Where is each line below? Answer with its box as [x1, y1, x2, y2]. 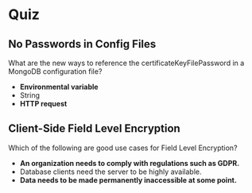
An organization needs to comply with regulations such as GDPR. [19, 158, 240, 168]
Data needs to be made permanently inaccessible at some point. [19, 175, 237, 184]
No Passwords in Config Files [8, 37, 157, 51]
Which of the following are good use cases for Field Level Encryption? [8, 143, 238, 152]
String [19, 91, 41, 100]
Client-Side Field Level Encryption [8, 122, 180, 136]
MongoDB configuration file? [8, 67, 103, 76]
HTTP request [19, 99, 68, 108]
